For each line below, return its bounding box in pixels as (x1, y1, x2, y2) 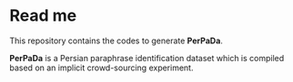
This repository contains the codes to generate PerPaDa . (9, 35, 223, 46)
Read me (9, 5, 77, 26)
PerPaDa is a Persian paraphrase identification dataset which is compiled (9, 52, 285, 63)
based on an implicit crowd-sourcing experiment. (9, 62, 194, 73)
